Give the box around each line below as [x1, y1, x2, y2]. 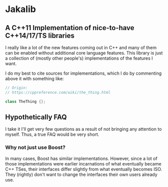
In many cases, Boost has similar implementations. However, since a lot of [5, 155, 157, 161]
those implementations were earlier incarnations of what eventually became [5, 160, 161, 166]
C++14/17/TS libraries [5, 31, 75, 40]
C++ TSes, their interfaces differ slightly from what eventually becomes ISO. [5, 166, 162, 172]
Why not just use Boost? [5, 144, 66, 151]
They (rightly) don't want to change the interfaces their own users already [5, 171, 157, 177]
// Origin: [5, 85, 28, 90]
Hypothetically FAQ [5, 113, 67, 121]
